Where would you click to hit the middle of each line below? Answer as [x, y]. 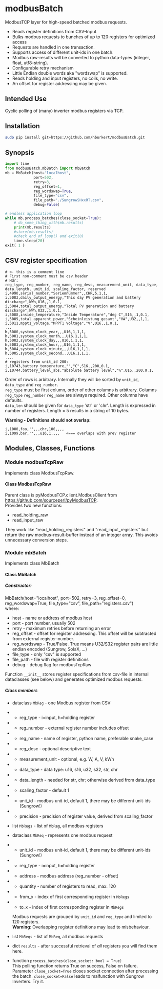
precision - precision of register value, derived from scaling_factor [86, 816]
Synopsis [20, 152]
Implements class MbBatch [32, 563]
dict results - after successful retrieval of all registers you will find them [85, 946]
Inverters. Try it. [28, 981]
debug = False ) [47, 205]
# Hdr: [12, 280]
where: [12, 608]
